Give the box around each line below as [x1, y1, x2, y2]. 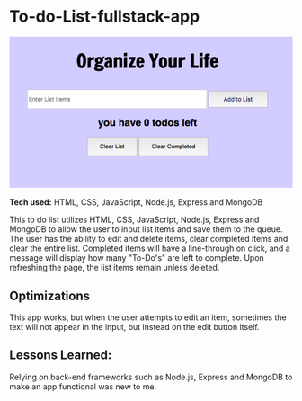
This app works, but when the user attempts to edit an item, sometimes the [9, 312, 287, 323]
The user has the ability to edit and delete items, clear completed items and [9, 234, 289, 245]
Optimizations [9, 288, 90, 303]
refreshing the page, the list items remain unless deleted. [9, 263, 220, 273]
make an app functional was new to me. [9, 380, 157, 392]
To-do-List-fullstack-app [9, 6, 200, 27]
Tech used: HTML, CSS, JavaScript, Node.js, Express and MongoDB [9, 197, 263, 208]
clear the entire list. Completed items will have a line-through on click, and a [9, 243, 290, 254]
